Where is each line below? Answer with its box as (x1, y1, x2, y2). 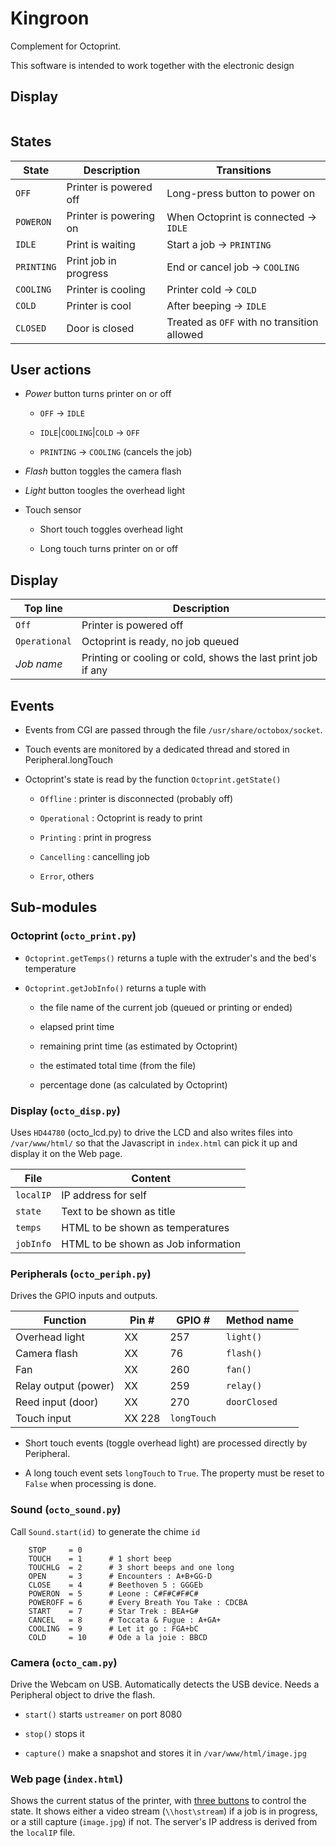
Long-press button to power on (166, 186, 316, 200)
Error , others (39, 870, 95, 882)
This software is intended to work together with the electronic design (10, 59, 295, 71)
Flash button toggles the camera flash (24, 465, 182, 477)
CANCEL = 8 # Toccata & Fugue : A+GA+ (28, 1615, 222, 1625)
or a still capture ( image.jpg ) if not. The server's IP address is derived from (10, 1816, 318, 1828)
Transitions (216, 163, 272, 177)
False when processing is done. (24, 1478, 157, 1490)
